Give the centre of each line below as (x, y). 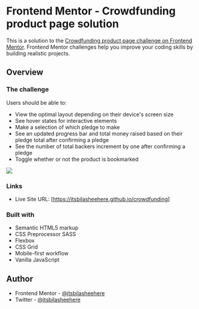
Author (20, 279)
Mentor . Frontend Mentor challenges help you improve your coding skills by (100, 47)
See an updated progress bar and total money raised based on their (99, 133)
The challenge (28, 90)
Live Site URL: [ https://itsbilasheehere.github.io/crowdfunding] (92, 199)
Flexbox (25, 241)
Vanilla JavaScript (37, 260)
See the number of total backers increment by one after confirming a (100, 146)
